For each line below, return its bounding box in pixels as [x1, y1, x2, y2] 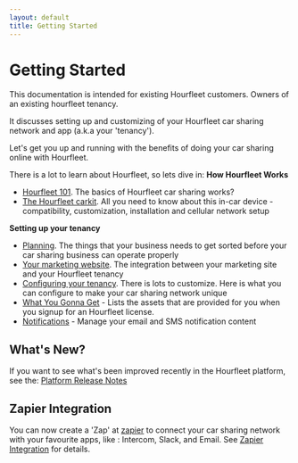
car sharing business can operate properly [21, 250, 179, 260]
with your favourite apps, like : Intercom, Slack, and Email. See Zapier [9, 434, 264, 445]
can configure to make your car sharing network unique [21, 287, 228, 299]
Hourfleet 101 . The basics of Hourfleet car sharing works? [21, 186, 235, 197]
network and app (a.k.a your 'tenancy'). [9, 126, 154, 136]
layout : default [9, 12, 70, 22]
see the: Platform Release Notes [9, 376, 128, 386]
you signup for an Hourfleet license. [21, 307, 154, 318]
